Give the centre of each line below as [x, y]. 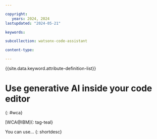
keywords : [15, 32]
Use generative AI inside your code [79, 88]
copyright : [16, 14]
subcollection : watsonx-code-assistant [46, 41]
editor [18, 99]
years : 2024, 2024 [31, 19]
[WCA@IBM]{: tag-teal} [29, 122]
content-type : [20, 50]
